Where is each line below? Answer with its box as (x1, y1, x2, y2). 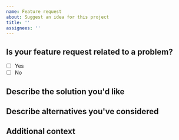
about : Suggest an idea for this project (6, 14, 110, 20)
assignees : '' (6, 25, 41, 31)
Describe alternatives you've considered (6, 106, 159, 116)
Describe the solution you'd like (6, 86, 125, 96)
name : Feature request (6, 8, 62, 15)
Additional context (6, 126, 75, 136)
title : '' (6, 19, 31, 25)
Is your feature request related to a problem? (6, 46, 173, 56)
